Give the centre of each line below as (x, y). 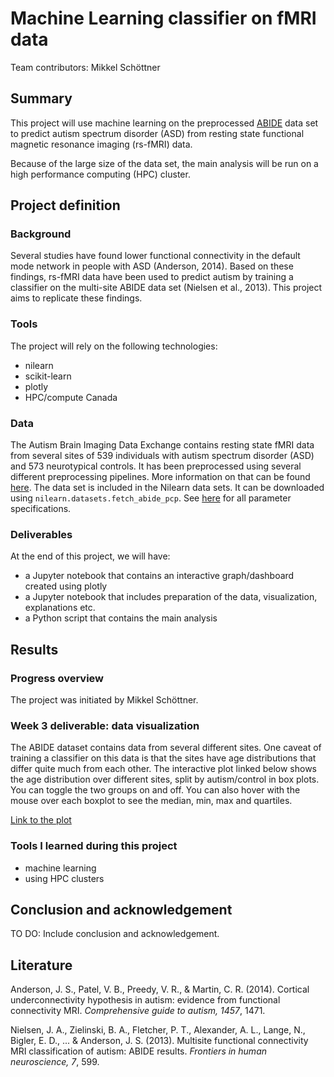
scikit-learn (48, 376)
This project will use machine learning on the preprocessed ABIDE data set (164, 123)
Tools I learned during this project (94, 846)
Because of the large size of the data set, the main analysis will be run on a (164, 163)
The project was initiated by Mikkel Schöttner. (104, 700)
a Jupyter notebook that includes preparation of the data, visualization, (171, 597)
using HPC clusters (64, 878)
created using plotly (66, 586)
